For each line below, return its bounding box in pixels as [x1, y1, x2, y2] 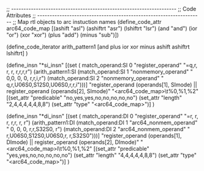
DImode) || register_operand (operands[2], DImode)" [6, 139, 140, 146]
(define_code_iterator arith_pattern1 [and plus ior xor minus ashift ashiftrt [6, 43, 190, 50]
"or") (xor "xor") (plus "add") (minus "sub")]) [6, 31, 119, 39]
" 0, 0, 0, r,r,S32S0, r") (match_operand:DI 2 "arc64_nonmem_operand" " [6, 126, 190, 132]
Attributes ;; [6, 12, 36, 19]
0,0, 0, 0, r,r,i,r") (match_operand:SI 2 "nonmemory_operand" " [6, 75, 164, 82]
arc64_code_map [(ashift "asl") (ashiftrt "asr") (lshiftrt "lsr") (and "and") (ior [6, 25, 198, 32]
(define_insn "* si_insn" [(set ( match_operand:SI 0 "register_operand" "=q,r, [6, 61, 198, 69]
